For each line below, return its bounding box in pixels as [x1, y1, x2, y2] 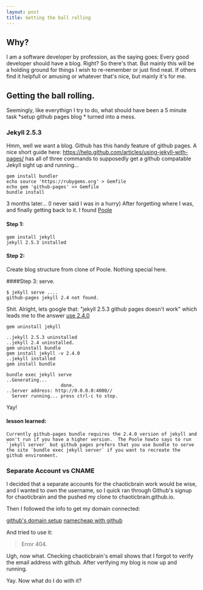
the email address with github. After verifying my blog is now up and [6, 559, 177, 566]
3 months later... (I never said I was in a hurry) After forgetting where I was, [6, 200, 194, 207]
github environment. [6, 452, 59, 459]
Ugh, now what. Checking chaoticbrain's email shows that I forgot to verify [6, 552, 193, 560]
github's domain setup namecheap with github [6, 517, 123, 524]
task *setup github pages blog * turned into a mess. [6, 113, 136, 121]
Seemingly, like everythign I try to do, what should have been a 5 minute [6, 107, 187, 114]
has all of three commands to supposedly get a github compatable [25, 155, 191, 162]
